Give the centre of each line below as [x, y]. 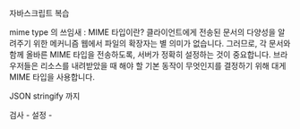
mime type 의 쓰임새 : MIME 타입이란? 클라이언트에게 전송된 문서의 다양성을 [142, 32]
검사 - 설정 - [31, 115]
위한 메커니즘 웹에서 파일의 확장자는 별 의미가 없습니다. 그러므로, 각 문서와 [162, 43]
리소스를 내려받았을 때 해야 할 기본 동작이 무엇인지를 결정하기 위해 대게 [163, 66]
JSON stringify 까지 [45, 96]
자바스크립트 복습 [39, 13]
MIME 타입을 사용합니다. [52, 77]
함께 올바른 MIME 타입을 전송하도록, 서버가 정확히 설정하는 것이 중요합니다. [140, 55]
